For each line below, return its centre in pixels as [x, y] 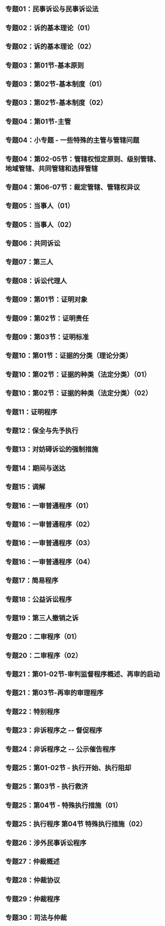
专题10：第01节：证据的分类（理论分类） [69, 356]
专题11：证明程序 [31, 412]
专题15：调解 [25, 487]
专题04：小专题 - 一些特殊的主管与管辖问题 [72, 140]
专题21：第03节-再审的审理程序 [54, 693]
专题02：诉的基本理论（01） [50, 28]
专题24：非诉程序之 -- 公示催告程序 [60, 749]
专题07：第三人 [29, 262]
